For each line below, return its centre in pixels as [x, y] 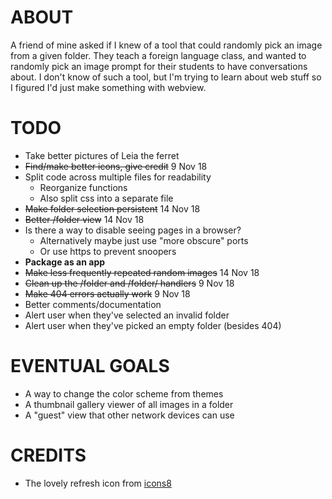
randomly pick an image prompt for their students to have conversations [159, 66]
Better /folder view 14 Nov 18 [84, 219]
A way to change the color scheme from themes [124, 393]
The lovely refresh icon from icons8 [98, 483]
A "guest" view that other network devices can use [129, 415]
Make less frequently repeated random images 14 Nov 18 [142, 272]
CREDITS [48, 455]
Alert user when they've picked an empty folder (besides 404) [153, 325]
